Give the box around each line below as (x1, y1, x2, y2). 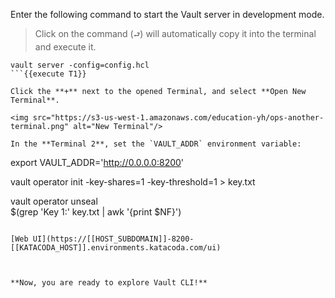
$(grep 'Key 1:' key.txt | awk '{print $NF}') (10, 206, 182, 218)
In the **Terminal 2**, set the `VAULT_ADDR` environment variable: (10, 139, 302, 149)
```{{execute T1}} (10, 69, 87, 79)
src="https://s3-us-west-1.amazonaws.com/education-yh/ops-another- (32, 113, 325, 123)
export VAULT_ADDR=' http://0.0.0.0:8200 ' (10, 157, 185, 168)
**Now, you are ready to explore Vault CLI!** (10, 278, 208, 288)
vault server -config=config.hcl (10, 60, 150, 70)
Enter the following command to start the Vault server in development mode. (10, 9, 325, 20)
